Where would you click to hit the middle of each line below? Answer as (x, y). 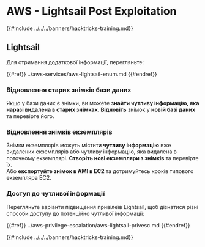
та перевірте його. (30, 116)
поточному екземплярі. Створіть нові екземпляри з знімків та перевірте (102, 158)
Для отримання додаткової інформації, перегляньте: (75, 62)
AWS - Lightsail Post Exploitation (91, 11)
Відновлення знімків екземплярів (59, 131)
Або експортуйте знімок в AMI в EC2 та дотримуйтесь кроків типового (100, 171)
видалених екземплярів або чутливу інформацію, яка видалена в (92, 152)
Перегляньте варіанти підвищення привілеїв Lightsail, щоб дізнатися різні (102, 207)
